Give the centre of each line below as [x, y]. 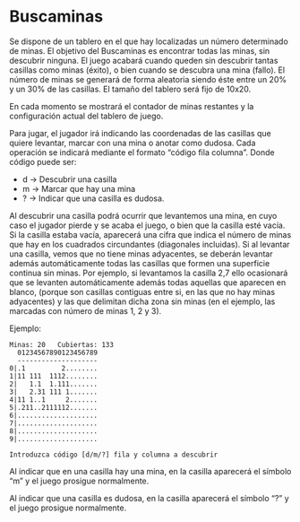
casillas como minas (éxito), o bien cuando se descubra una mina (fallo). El [147, 70]
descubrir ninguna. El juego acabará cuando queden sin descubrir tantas [144, 60]
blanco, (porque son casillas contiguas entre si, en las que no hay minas [142, 291]
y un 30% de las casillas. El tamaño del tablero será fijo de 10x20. [130, 89]
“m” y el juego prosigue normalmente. [79, 481]
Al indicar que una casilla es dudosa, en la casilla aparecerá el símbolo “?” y [149, 498]
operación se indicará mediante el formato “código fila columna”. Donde [142, 152]
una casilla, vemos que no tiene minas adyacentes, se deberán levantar [141, 254]
